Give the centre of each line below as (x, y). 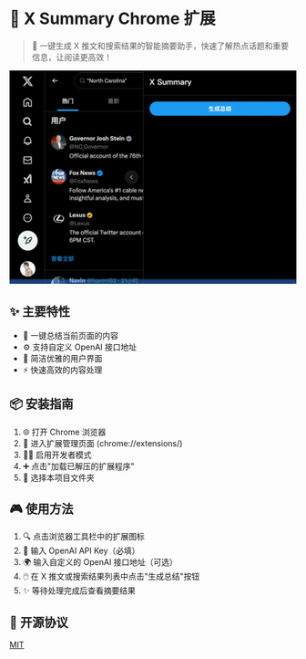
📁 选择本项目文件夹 (58, 477)
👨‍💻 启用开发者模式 (57, 455)
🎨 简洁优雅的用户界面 (62, 358)
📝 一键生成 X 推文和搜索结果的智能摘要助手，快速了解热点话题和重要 (160, 46)
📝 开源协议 (39, 622)
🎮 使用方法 (41, 509)
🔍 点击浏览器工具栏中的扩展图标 (84, 537)
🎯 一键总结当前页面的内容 (70, 335)
